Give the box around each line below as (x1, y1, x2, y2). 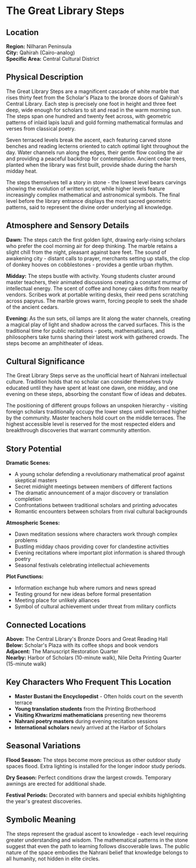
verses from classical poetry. (6, 125, 76, 132)
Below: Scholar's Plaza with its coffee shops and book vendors (6, 642, 159, 649)
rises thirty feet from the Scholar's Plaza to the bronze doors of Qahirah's (6, 94, 183, 101)
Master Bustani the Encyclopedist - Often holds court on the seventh (14, 693, 183, 700)
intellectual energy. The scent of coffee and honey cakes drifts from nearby (6, 285, 188, 292)
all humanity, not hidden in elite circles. (6, 855, 100, 862)
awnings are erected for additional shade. (6, 780, 106, 787)
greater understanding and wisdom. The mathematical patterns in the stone (6, 836, 188, 843)
